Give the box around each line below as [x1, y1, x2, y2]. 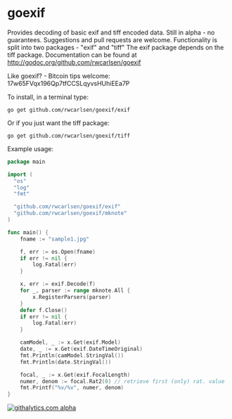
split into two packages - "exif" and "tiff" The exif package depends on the [7, 43, 224, 51]
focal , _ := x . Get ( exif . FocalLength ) [20, 371, 131, 378]
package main [7, 158, 46, 165]
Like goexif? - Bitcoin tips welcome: [7, 72, 110, 80]
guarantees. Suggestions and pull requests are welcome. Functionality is [7, 35, 218, 44]
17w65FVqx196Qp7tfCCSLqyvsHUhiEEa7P [7, 79, 130, 87]
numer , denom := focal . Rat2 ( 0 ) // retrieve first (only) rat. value [20, 378, 225, 385]
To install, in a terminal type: [7, 93, 89, 101]
